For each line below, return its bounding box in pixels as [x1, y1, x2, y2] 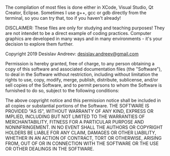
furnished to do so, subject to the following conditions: [5, 88, 119, 93]
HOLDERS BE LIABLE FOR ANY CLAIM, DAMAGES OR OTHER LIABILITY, [5, 130, 156, 136]
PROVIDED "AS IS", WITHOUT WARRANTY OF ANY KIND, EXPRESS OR [5, 108, 154, 114]
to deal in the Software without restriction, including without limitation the [5, 71, 158, 77]
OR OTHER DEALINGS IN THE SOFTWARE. [5, 146, 94, 151]
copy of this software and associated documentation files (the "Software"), [5, 66, 162, 72]
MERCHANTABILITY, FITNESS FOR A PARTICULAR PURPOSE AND [5, 119, 144, 125]
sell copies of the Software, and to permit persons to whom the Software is [5, 82, 162, 88]
